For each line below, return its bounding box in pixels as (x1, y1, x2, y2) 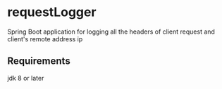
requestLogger (7, 4, 97, 20)
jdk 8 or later (7, 74, 44, 82)
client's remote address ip (7, 34, 83, 43)
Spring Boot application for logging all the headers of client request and (7, 27, 215, 36)
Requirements (7, 55, 70, 67)
